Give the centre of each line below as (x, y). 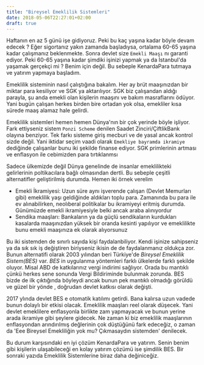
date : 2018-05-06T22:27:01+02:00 (49, 18)
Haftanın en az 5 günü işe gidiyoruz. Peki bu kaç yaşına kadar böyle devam (100, 41)
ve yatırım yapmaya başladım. (44, 73)
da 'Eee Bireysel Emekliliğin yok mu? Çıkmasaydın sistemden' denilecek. (97, 331)
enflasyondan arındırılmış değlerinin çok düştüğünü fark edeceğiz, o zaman (101, 325)
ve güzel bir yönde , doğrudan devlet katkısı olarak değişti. (80, 287)
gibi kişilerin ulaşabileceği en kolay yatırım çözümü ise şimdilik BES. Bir (95, 349)
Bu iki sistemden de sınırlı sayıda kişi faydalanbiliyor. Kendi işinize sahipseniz (102, 242)
